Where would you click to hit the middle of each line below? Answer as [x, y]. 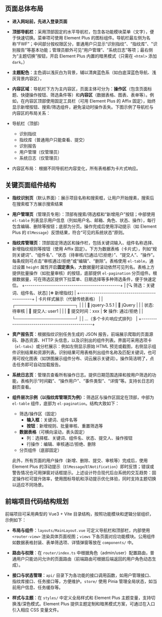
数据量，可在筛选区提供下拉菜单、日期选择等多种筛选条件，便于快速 [84, 279]
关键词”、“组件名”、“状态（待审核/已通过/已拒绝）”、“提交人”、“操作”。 [87, 255]
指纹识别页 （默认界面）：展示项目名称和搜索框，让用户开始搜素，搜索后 [83, 198]
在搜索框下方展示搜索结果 [37, 204]
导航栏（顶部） [27, 123]
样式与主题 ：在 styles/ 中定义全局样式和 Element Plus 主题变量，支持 [81, 598]
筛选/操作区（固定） [39, 413]
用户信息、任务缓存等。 [40, 587]
